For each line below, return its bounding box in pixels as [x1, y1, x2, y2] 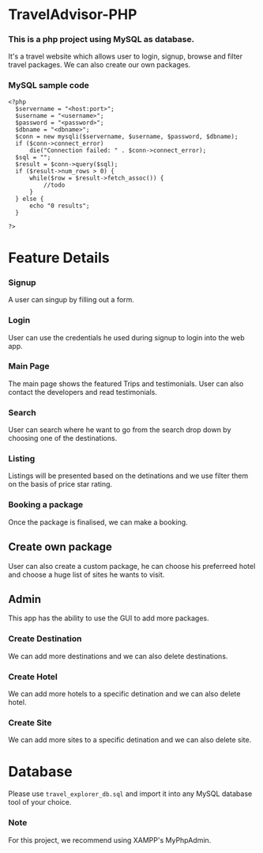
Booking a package [8, 499, 84, 510]
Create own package [8, 540, 113, 554]
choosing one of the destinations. [8, 434, 118, 443]
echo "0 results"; [28, 202, 90, 210]
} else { [15, 195, 44, 203]
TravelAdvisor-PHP [8, 6, 137, 24]
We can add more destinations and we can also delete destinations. [8, 651, 228, 661]
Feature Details [8, 248, 110, 267]
